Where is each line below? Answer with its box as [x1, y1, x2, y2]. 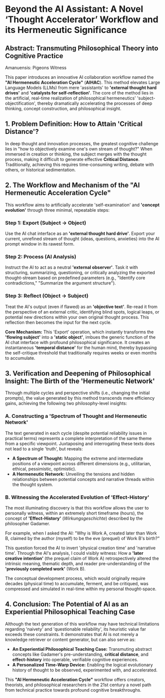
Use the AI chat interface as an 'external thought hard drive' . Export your [5, 230, 155, 236]
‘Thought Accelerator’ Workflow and [5, 14, 159, 25]
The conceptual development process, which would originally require [5, 575, 146, 581]
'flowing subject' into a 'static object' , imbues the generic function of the [5, 334, 156, 340]
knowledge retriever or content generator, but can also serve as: [5, 636, 136, 642]
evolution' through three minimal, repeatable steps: [5, 207, 110, 213]
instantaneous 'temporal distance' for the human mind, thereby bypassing [5, 345, 157, 350]
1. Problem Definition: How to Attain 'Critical [5, 120, 143, 128]
